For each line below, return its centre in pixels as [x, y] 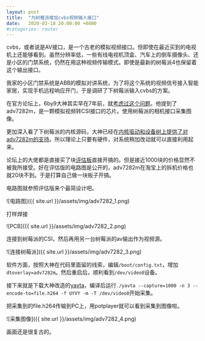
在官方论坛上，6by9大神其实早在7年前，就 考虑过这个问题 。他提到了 [92, 104]
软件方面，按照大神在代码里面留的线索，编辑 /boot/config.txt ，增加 [92, 265]
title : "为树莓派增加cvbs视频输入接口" [53, 18]
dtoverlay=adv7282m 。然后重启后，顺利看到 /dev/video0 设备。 [83, 273]
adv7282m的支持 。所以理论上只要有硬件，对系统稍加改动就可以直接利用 [97, 139]
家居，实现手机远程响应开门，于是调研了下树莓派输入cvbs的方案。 [90, 91]
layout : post [23, 12]
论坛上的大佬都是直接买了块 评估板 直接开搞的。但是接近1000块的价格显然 [98, 160]
